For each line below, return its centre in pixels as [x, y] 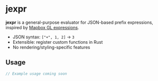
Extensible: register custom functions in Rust [58, 42]
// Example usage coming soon [36, 74]
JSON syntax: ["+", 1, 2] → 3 [44, 37]
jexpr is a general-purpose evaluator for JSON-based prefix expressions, [79, 22]
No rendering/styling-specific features [51, 47]
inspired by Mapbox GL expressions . [42, 27]
